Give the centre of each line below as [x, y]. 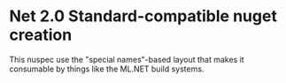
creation [41, 35]
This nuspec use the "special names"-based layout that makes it [127, 59]
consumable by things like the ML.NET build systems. [107, 69]
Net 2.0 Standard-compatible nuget [143, 16]
